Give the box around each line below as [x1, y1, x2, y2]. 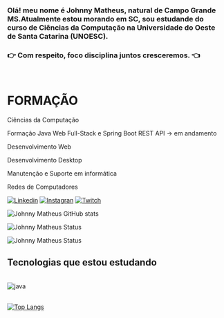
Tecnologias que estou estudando [7, 256, 157, 268]
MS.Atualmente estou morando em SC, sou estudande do [7, 14, 204, 24]
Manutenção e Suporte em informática [7, 169, 118, 178]
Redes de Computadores [7, 183, 78, 191]
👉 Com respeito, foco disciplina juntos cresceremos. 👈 [7, 50, 200, 60]
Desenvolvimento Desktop [7, 156, 82, 165]
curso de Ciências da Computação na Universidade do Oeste [7, 23, 216, 32]
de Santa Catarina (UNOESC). [7, 31, 109, 41]
